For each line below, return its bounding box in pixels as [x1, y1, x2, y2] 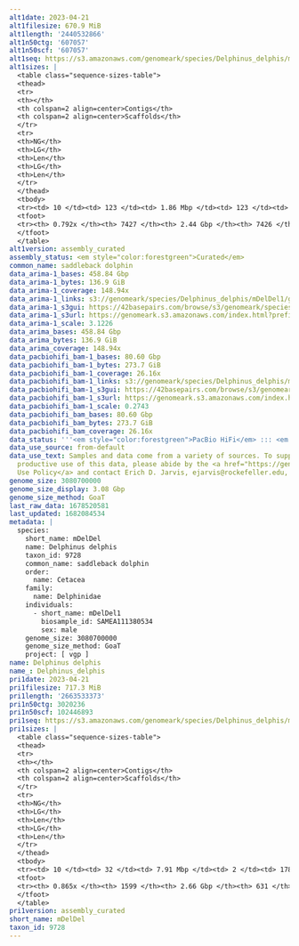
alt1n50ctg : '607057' [9, 37, 90, 47]
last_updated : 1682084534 [9, 509, 105, 519]
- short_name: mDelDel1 [32, 609, 122, 618]
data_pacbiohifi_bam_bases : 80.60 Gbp [9, 410, 153, 419]
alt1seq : [9, 54, 42, 63]
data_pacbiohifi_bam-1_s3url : [9, 393, 122, 403]
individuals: [25, 601, 74, 610]
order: [25, 567, 50, 577]
